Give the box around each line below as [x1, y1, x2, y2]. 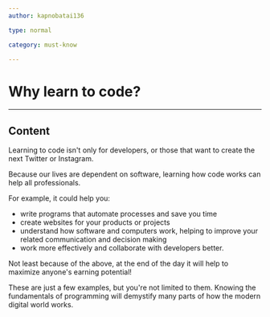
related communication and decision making [19, 234, 167, 245]
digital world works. [8, 300, 74, 310]
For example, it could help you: [8, 193, 111, 203]
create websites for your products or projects [19, 217, 170, 227]
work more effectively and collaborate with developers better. [19, 243, 224, 253]
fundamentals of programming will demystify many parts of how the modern [8, 291, 261, 301]
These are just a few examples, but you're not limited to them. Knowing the [8, 282, 256, 293]
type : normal [8, 26, 52, 35]
